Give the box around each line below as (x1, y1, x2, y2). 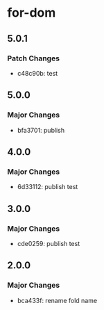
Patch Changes (7, 54, 60, 63)
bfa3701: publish (17, 126, 64, 134)
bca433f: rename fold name (17, 296, 98, 304)
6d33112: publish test (17, 183, 78, 191)
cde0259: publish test (17, 239, 80, 247)
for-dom (7, 5, 56, 21)
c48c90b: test (17, 69, 58, 77)
